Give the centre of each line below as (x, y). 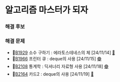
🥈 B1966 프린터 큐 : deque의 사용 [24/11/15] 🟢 (57, 59)
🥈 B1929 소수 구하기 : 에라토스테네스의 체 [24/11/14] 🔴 (63, 53)
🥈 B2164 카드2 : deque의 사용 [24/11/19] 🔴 (53, 74)
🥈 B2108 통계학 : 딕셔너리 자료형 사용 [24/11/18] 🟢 (60, 66)
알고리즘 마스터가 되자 (47, 10)
